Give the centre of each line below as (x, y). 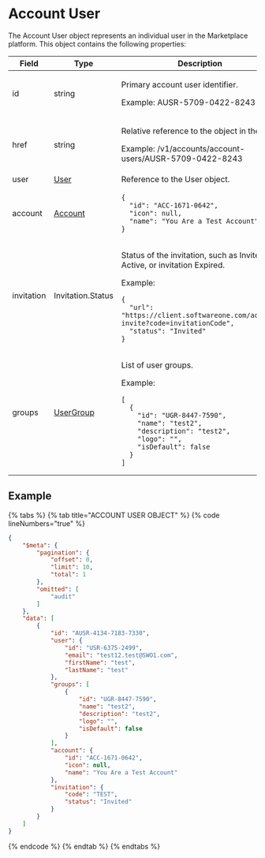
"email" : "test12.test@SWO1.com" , (121, 655)
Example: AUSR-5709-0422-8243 (188, 102)
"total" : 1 (68, 575)
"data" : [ (39, 619)
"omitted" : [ (58, 589)
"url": (141, 307)
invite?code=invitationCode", (178, 323)
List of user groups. (157, 365)
